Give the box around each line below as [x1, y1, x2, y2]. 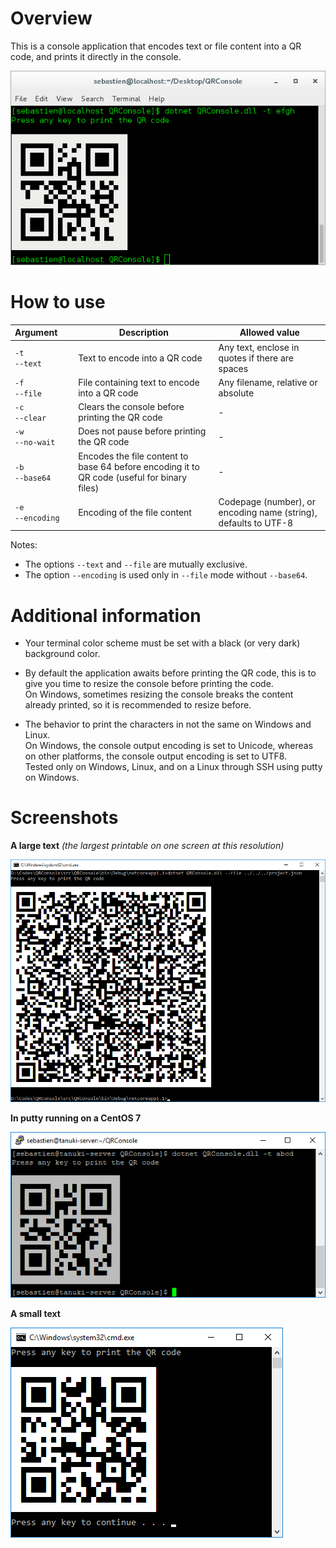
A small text [10, 1308, 61, 1320]
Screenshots [10, 807, 119, 829]
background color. [24, 648, 101, 660]
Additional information [10, 604, 202, 627]
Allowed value [239, 327, 300, 339]
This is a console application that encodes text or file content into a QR [10, 40, 302, 52]
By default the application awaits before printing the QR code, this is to [24, 667, 317, 679]
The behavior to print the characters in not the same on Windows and [24, 718, 312, 731]
